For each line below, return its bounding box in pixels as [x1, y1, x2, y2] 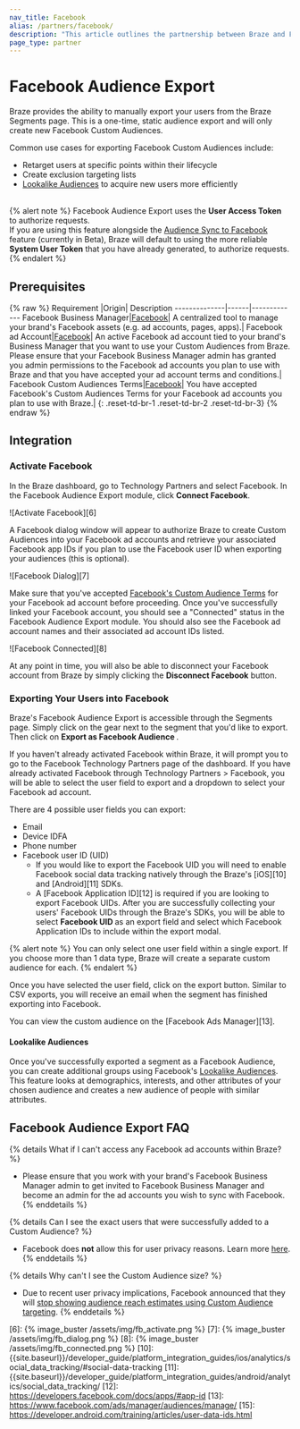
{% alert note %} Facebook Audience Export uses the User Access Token [9, 206, 282, 216]
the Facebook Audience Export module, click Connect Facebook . [9, 489, 251, 501]
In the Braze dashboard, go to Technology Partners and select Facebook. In [9, 480, 287, 491]
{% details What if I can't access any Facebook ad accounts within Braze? [9, 1144, 282, 1154]
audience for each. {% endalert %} [9, 962, 138, 973]
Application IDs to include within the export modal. [35, 926, 221, 936]
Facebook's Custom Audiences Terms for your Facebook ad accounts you [9, 388, 283, 399]
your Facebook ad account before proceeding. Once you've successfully [9, 596, 279, 608]
